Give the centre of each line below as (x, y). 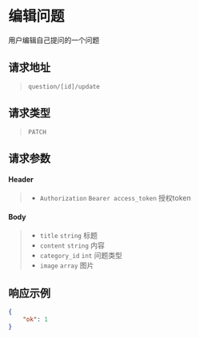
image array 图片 (67, 265)
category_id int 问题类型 (81, 256)
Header (21, 179)
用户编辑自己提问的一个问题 (54, 40)
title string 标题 (69, 236)
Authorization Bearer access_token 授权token (115, 198)
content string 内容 (72, 245)
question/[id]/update (64, 86)
